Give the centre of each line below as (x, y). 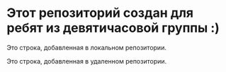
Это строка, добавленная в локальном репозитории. (87, 47)
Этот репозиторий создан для (100, 13)
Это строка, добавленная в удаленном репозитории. (87, 61)
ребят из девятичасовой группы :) (113, 28)
